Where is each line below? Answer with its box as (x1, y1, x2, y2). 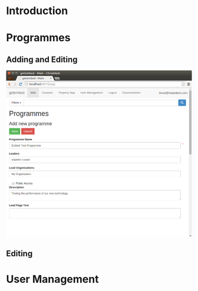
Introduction (6, 4, 68, 18)
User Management (6, 272, 99, 286)
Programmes (6, 31, 71, 45)
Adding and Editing (6, 54, 78, 64)
